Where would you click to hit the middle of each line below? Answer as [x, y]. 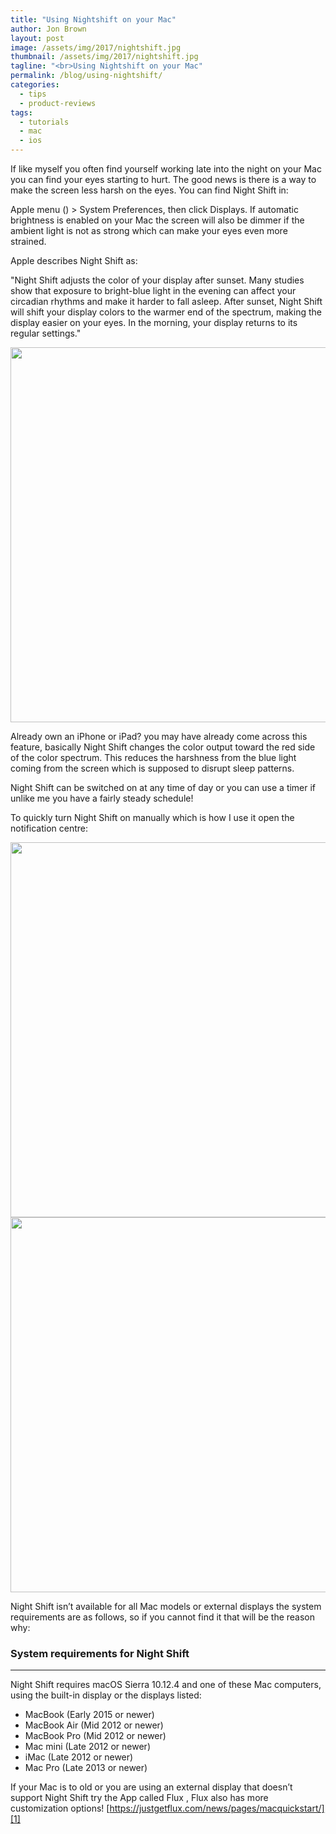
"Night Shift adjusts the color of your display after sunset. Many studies [157, 280]
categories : [35, 85]
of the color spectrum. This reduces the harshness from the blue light [153, 757]
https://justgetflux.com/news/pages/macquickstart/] [217, 1808]
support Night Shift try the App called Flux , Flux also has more [139, 1798]
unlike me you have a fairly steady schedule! [102, 798]
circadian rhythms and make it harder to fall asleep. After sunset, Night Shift [166, 301]
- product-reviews [58, 103]
